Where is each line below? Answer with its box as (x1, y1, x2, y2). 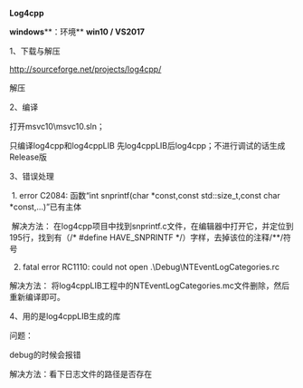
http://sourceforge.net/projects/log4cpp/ (9, 63, 162, 74)
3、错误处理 (9, 171, 54, 181)
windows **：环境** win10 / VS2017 (9, 26, 145, 37)
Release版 (9, 151, 48, 162)
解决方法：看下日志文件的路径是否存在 (9, 369, 152, 379)
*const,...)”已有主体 (9, 201, 82, 212)
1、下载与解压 (9, 45, 61, 56)
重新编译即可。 (9, 292, 65, 302)
